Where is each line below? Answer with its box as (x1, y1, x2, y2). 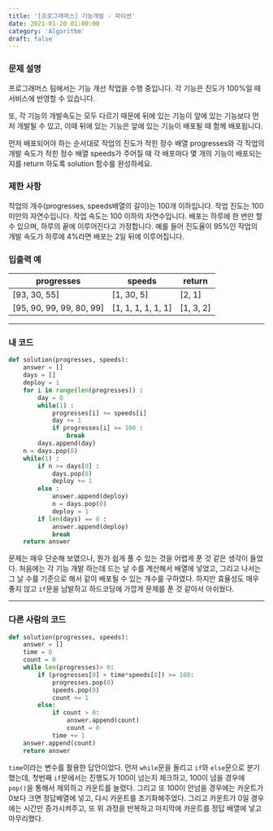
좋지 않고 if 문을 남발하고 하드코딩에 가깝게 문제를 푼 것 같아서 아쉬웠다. (8, 584, 235, 594)
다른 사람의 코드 (8, 614, 67, 626)
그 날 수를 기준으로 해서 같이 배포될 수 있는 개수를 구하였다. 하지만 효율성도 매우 (8, 574, 260, 583)
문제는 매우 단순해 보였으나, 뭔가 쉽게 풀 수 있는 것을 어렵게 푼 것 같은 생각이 (8, 553, 249, 563)
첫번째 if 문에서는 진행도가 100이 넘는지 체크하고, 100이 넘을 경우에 (32, 772, 245, 782)
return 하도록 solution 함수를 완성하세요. (23, 158, 153, 168)
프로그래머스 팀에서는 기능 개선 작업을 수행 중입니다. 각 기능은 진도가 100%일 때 (8, 83, 262, 93)
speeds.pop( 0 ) (51, 686, 100, 694)
